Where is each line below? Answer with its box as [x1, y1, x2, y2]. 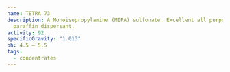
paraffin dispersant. [13, 23, 75, 29]
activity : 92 [7, 29, 44, 36]
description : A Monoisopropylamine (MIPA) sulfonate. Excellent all [7, 16, 207, 23]
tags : [7, 49, 23, 56]
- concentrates [13, 55, 57, 62]
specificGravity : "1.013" [7, 36, 81, 43]
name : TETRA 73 [7, 10, 51, 17]
